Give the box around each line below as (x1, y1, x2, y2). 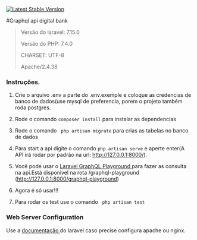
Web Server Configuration (6, 213, 84, 222)
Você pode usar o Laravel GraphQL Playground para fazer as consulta (14, 163, 187, 170)
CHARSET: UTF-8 (20, 52, 64, 59)
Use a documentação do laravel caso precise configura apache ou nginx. (6, 226, 186, 234)
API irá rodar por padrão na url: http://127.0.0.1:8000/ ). (14, 151, 148, 159)
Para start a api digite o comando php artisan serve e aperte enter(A (14, 145, 185, 152)
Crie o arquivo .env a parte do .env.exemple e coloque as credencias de (14, 91, 192, 99)
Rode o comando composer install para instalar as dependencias (14, 116, 177, 123)
